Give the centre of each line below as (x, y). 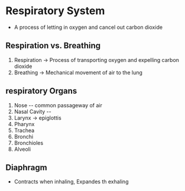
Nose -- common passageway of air (58, 105)
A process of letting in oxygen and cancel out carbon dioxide (88, 27)
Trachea (24, 130)
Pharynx (24, 124)
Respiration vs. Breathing (53, 46)
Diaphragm (27, 167)
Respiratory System (55, 11)
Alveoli (22, 149)
